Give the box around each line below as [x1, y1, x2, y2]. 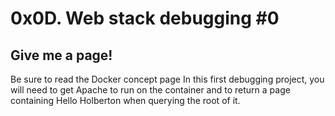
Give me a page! [10, 47, 113, 64]
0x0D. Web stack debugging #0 [10, 7, 280, 30]
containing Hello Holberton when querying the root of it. [10, 95, 241, 106]
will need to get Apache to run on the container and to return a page [10, 84, 291, 96]
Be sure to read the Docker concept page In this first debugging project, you [10, 73, 325, 85]
